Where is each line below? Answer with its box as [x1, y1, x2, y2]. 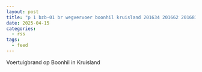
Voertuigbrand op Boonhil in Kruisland [6, 58, 100, 66]
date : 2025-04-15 [6, 20, 50, 26]
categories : [6, 25, 36, 32]
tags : [6, 37, 20, 43]
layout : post [6, 8, 39, 15]
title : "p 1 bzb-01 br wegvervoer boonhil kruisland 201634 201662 [6, 14, 179, 20]
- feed [11, 43, 28, 49]
